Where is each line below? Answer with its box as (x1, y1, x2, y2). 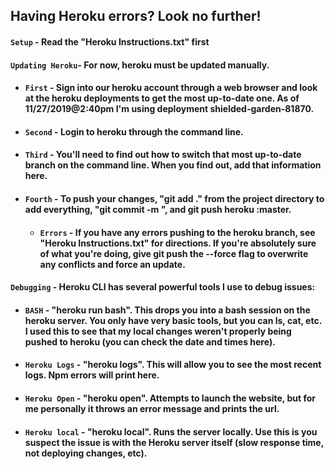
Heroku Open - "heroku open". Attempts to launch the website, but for (24, 392, 316, 404)
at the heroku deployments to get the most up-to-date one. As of (24, 92, 300, 104)
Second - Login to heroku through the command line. (24, 125, 244, 138)
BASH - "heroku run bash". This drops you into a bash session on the (24, 304, 311, 316)
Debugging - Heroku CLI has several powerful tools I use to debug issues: (10, 281, 316, 293)
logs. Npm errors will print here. (24, 369, 160, 381)
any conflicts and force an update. (39, 258, 186, 270)
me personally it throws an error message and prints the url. (24, 402, 280, 414)
